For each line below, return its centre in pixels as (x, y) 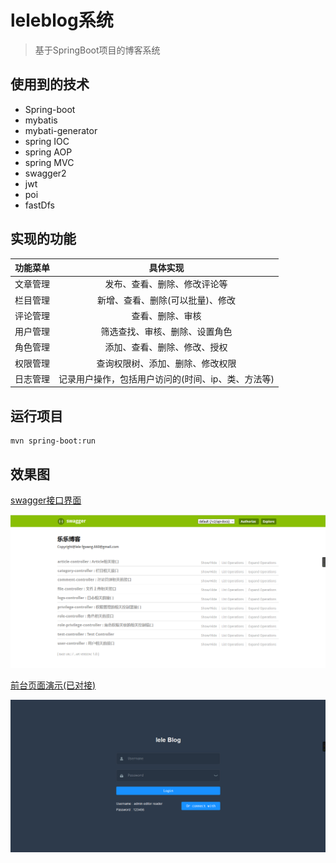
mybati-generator (61, 130)
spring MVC (49, 162)
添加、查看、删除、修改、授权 (166, 347)
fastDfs (39, 205)
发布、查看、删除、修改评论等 (166, 284)
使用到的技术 (50, 84)
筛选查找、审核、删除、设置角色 (166, 332)
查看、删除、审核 (166, 315)
